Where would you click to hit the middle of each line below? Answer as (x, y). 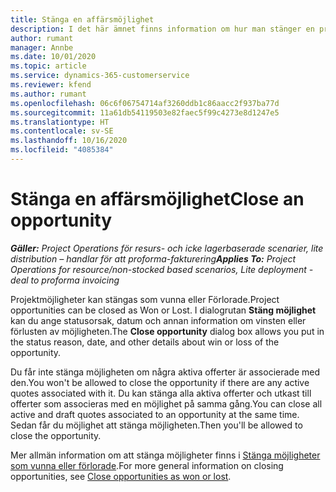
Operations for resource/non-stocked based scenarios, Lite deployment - (162, 269)
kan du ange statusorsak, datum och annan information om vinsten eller (158, 320)
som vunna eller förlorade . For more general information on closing (147, 465)
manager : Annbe (42, 47)
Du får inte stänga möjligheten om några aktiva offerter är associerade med (165, 372)
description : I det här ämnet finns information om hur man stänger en (162, 29)
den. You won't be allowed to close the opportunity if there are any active (160, 382)
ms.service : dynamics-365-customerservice (100, 76)
